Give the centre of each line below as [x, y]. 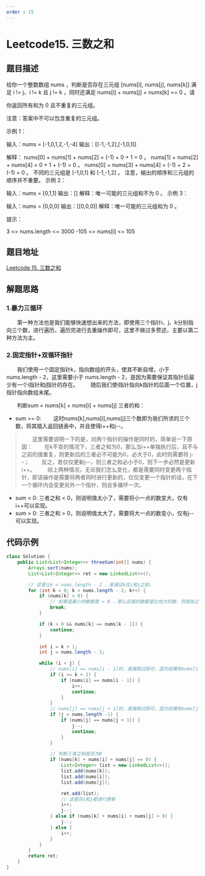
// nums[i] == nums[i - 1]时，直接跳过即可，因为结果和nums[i [124, 669]
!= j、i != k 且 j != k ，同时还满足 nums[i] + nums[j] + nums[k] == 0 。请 [106, 92]
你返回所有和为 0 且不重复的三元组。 [52, 105]
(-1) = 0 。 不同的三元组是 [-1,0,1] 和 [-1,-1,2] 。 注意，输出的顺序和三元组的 [100, 173]
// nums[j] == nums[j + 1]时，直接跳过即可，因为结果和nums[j [124, 709]
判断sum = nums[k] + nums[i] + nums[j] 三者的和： [81, 406]
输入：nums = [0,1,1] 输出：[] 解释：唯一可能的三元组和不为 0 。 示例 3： [97, 193]
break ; [58, 607]
